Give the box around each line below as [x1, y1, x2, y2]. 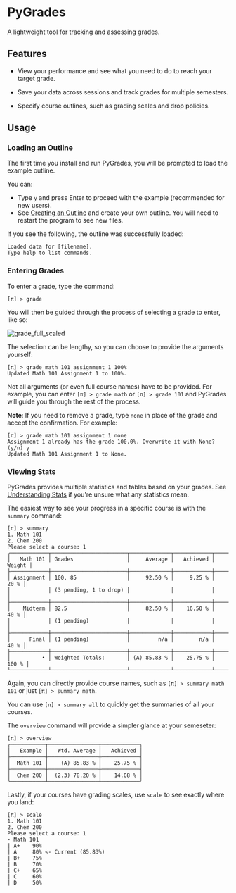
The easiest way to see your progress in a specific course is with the [7, 504, 206, 513]
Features [7, 48, 47, 60]
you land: [7, 798, 34, 806]
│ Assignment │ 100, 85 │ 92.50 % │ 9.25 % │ [7, 575, 216, 582]
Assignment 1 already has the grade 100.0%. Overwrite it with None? [7, 438, 216, 445]
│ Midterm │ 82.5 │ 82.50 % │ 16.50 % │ [7, 605, 216, 613]
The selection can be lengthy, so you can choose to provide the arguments [7, 342, 224, 351]
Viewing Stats [7, 466, 56, 476]
